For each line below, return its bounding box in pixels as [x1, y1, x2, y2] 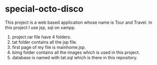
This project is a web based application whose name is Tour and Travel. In [5, 19, 153, 25]
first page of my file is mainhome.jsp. [12, 44, 86, 50]
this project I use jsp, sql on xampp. [5, 24, 76, 30]
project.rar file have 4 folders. [12, 34, 71, 40]
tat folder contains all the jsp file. [12, 39, 77, 45]
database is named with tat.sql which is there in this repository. [12, 54, 138, 60]
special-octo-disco [5, 3, 84, 15]
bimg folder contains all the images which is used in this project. [12, 49, 140, 55]
